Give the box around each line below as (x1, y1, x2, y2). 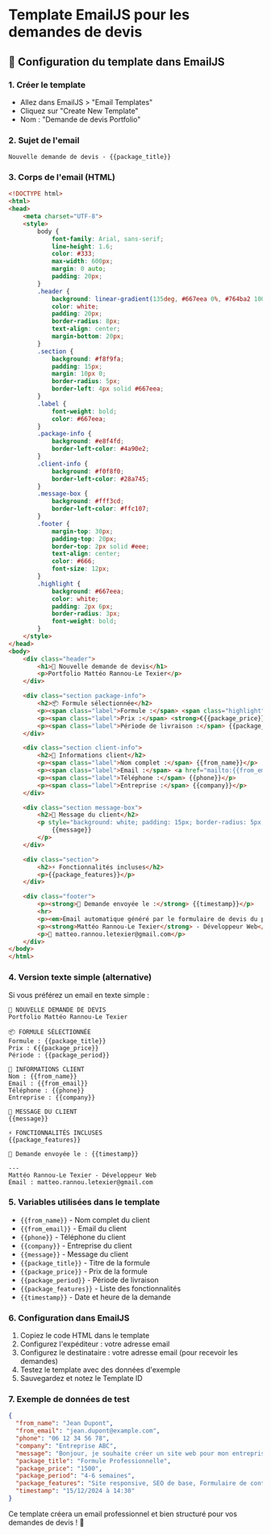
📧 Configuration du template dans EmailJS (8, 55, 225, 69)
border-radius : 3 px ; (51, 610, 121, 618)
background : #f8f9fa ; (51, 355, 125, 363)
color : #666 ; (51, 557, 95, 565)
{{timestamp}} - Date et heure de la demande (19, 1292, 171, 1302)
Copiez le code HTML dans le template (19, 1331, 150, 1341)
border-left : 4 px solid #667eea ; (51, 385, 164, 393)
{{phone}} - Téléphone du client (19, 1232, 127, 1241)
